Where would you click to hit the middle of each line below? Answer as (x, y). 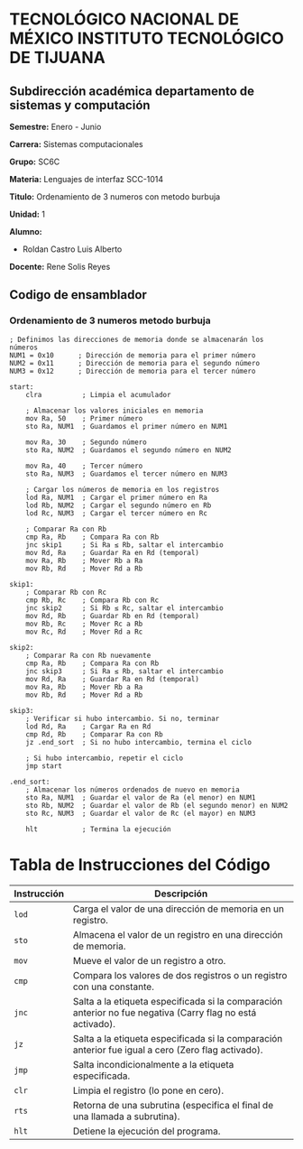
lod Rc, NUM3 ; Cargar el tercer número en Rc (116, 513)
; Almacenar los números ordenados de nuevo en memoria (133, 790)
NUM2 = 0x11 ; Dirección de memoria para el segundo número (134, 363)
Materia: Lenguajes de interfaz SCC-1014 (87, 179)
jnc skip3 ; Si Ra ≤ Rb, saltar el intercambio (124, 671)
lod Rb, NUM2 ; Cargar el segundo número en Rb (119, 505)
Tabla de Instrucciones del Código (140, 864)
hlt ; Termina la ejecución (98, 829)
